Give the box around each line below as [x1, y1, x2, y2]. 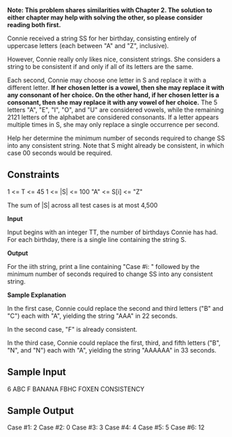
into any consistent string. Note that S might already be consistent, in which [7, 141, 224, 149]
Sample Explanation [7, 291, 66, 299]
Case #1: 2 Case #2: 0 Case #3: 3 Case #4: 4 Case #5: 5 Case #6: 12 [7, 423, 205, 431]
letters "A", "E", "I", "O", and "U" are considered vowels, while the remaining [7, 106, 224, 114]
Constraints [7, 169, 60, 181]
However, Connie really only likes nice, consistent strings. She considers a [7, 55, 221, 63]
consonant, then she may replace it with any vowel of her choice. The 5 [7, 98, 218, 107]
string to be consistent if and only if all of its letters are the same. [7, 63, 194, 70]
